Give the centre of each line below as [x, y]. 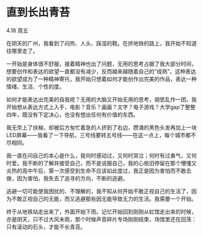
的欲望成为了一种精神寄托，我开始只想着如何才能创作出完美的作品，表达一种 [101, 79]
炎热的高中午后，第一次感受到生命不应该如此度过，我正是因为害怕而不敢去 [99, 170]
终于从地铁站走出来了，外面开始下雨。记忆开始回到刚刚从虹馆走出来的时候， [101, 211]
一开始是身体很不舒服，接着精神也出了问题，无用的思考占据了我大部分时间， [101, 64]
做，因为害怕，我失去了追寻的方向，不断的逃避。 [67, 178]
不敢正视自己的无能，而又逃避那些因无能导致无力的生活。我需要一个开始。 [104, 198]
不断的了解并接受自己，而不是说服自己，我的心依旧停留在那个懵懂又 [112, 163]
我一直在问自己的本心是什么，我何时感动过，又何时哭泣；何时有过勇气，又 [99, 155]
